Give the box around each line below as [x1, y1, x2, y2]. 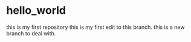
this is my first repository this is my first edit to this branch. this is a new [6, 23, 185, 31]
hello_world [6, 4, 66, 17]
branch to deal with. [6, 29, 56, 37]
